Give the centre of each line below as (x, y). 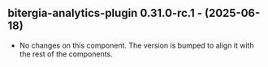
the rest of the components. (66, 54)
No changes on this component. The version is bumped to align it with (136, 45)
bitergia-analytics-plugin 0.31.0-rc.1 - (105, 13)
